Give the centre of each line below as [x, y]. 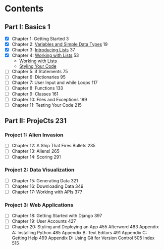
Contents [24, 9]
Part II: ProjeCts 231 [36, 121]
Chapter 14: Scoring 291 [36, 157]
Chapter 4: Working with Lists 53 [45, 55]
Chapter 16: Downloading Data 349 [48, 186]
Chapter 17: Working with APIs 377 [47, 192]
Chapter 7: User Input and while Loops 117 [55, 83]
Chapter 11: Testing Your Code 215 [47, 105]
